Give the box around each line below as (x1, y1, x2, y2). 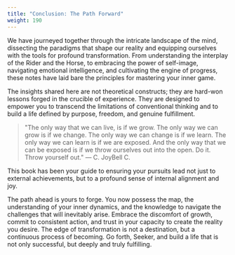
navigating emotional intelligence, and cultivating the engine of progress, (7, 66, 218, 74)
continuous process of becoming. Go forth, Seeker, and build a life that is (7, 233, 219, 241)
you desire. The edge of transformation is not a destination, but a (7, 225, 195, 233)
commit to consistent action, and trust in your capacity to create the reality (7, 217, 223, 225)
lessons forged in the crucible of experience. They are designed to (7, 94, 200, 103)
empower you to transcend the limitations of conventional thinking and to (7, 102, 219, 110)
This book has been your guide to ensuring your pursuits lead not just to (7, 166, 216, 175)
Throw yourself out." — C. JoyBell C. (24, 152, 131, 162)
